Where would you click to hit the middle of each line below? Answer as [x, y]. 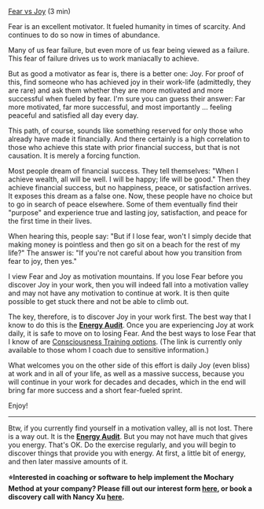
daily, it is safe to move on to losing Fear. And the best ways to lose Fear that [132, 333]
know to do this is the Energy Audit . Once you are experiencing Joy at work [131, 325]
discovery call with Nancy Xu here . [66, 497]
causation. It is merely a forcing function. [74, 156]
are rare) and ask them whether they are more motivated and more [116, 90]
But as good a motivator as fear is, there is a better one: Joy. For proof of [126, 73]
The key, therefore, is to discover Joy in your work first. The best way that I [130, 317]
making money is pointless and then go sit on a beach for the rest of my [125, 244]
